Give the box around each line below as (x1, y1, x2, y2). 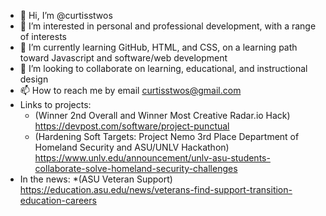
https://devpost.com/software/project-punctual (34, 120, 230, 132)
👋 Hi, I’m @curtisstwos (19, 10, 113, 21)
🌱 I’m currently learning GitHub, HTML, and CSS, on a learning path (19, 41, 298, 53)
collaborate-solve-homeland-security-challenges (34, 163, 238, 174)
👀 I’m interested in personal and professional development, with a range (19, 20, 317, 32)
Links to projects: (19, 99, 92, 110)
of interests (19, 31, 68, 42)
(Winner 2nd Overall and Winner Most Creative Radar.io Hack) (34, 110, 291, 121)
